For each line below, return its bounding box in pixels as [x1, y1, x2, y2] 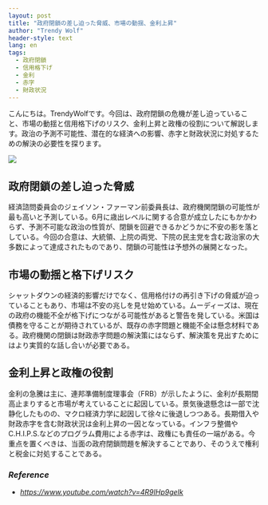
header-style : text [8, 34, 73, 42]
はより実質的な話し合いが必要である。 [8, 340, 134, 350]
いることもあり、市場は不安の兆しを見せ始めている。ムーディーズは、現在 [14, 300, 259, 310]
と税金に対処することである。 [8, 448, 106, 458]
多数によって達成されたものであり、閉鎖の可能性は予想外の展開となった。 [8, 242, 252, 252]
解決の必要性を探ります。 [22, 139, 106, 149]
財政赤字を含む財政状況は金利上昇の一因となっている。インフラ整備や [8, 419, 238, 428]
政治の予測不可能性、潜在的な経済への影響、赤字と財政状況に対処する [21, 129, 253, 138]
